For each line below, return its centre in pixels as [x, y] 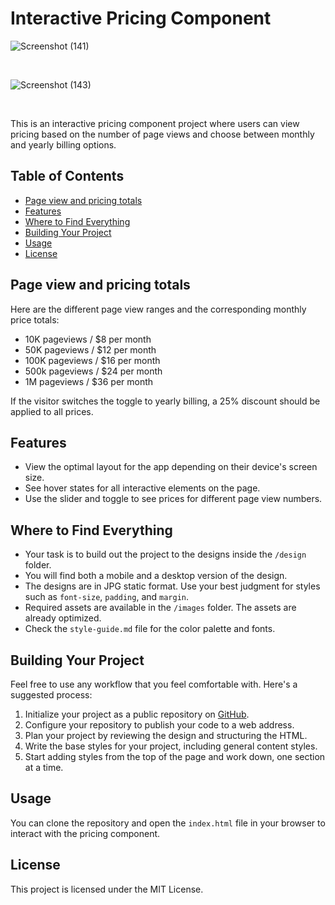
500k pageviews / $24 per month [93, 371]
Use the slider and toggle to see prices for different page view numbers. [173, 499]
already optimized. [63, 618]
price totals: [35, 319]
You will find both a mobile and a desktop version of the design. [156, 576]
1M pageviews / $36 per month [89, 381]
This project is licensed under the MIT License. [107, 889]
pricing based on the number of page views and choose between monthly [162, 134]
